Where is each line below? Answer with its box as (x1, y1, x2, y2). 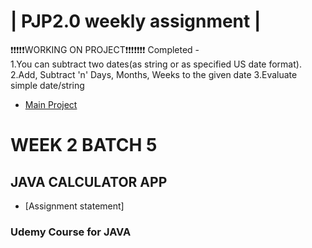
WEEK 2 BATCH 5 (10, 134, 158, 157)
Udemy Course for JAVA (10, 225, 132, 239)
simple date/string (10, 79, 85, 91)
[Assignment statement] (24, 200, 125, 212)
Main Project (24, 98, 78, 110)
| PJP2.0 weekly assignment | (10, 10, 262, 33)
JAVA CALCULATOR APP (10, 173, 168, 190)
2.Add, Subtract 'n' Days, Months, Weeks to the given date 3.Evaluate (10, 68, 298, 80)
